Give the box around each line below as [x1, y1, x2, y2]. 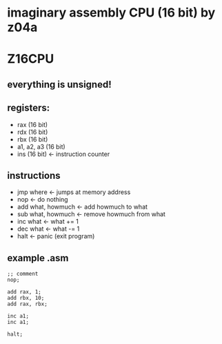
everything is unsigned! [7, 78, 112, 90]
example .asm [7, 252, 69, 264]
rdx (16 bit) [17, 128, 48, 136]
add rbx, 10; [7, 295, 45, 302]
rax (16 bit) [17, 120, 48, 128]
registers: [7, 102, 50, 114]
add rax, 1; [7, 289, 41, 296]
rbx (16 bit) [17, 135, 48, 143]
